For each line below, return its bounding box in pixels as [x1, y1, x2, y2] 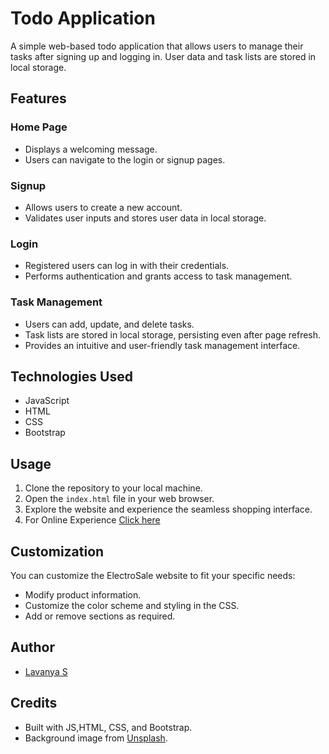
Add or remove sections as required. [24, 610, 176, 622]
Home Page [10, 120, 68, 134]
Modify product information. [24, 588, 142, 601]
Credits [10, 695, 58, 712]
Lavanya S [24, 665, 68, 677]
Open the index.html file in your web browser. [24, 493, 215, 505]
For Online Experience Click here [24, 514, 161, 526]
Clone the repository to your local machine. [24, 482, 203, 494]
